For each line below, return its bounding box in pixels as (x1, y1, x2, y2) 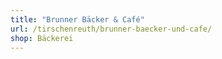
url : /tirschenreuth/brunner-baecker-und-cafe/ (10, 24, 213, 34)
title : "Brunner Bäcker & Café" (10, 14, 145, 25)
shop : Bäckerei (10, 33, 74, 43)
